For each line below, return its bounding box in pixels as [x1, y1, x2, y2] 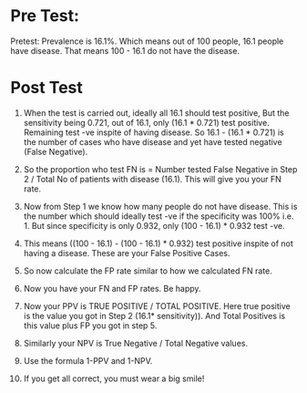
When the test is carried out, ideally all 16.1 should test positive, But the [23, 107, 290, 119]
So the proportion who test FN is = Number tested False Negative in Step [23, 163, 298, 174]
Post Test [10, 78, 83, 98]
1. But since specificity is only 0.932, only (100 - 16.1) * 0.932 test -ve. [23, 220, 285, 231]
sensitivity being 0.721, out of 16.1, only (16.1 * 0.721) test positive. [23, 117, 270, 128]
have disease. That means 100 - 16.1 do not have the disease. [10, 45, 240, 56]
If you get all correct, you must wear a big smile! [23, 373, 205, 384]
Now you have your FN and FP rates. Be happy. [23, 283, 201, 294]
